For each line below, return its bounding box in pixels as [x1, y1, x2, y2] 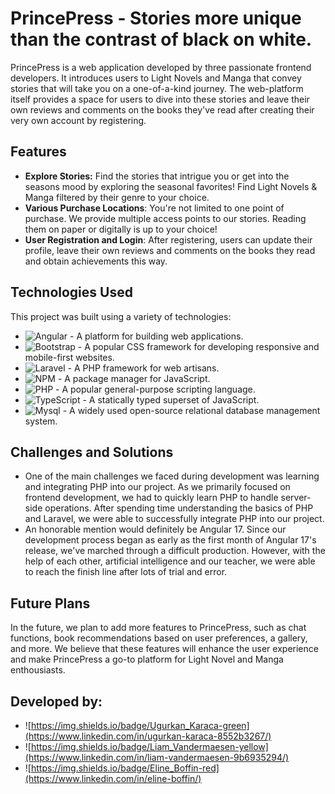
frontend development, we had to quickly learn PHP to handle [24, 492, 279, 504]
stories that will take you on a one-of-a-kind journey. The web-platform [10, 82, 304, 94]
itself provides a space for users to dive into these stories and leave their [10, 93, 310, 105]
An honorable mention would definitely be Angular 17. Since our [24, 523, 287, 536]
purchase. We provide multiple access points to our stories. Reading [24, 212, 307, 224]
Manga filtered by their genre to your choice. [24, 191, 210, 203]
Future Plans [10, 595, 91, 612]
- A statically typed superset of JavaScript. [82, 393, 260, 406]
